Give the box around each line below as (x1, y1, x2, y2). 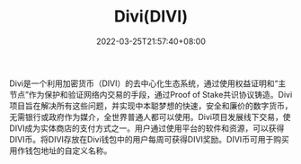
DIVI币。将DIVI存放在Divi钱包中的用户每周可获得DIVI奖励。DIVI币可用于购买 (9, 134, 289, 144)
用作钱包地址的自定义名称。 (9, 145, 112, 156)
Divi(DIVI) (113, 6, 189, 27)
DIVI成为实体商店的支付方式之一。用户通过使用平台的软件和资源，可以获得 (9, 123, 285, 134)
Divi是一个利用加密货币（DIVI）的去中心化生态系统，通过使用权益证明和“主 (9, 78, 287, 89)
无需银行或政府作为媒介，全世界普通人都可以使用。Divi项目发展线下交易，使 (9, 111, 291, 122)
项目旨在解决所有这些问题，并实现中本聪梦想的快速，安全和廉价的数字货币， (9, 100, 293, 111)
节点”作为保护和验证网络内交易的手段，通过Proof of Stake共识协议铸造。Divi (9, 89, 293, 99)
